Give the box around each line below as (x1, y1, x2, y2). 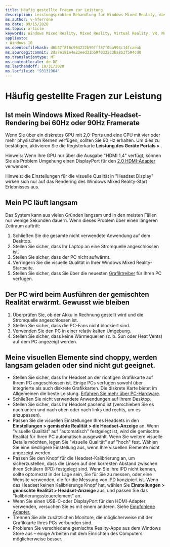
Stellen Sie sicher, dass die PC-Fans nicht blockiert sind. (12, 322, 131, 328)
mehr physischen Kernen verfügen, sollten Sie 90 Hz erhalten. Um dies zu (5, 137, 160, 143)
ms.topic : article (5, 26, 44, 31)
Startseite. (12, 264, 34, 271)
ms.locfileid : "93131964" (5, 69, 60, 74)
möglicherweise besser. (12, 536, 62, 542)
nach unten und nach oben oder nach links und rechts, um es (12, 407, 141, 413)
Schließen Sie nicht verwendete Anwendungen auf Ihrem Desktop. (12, 396, 152, 402)
